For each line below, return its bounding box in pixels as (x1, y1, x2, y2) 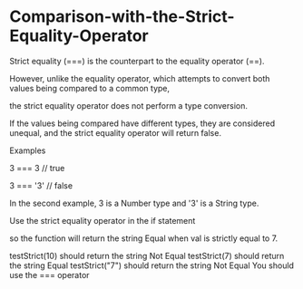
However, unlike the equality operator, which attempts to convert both (9, 72, 270, 83)
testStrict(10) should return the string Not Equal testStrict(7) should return (9, 250, 285, 261)
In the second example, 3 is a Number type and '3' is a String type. (9, 197, 259, 208)
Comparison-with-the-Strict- (9, 6, 235, 27)
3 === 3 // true (9, 162, 65, 173)
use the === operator (9, 269, 90, 280)
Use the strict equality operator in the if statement (9, 215, 196, 226)
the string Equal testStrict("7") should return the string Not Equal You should (9, 260, 295, 271)
